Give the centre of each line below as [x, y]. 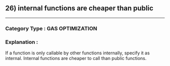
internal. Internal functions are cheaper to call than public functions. [76, 58]
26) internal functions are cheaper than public [79, 8]
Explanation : [22, 42]
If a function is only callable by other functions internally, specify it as [78, 53]
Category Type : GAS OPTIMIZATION [51, 28]
